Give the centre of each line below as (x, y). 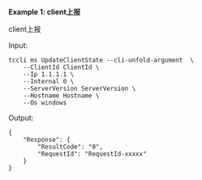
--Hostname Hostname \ (61, 96)
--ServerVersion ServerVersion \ (80, 88)
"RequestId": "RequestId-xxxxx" (92, 154)
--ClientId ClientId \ (61, 67)
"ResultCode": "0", (71, 147)
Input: (18, 45)
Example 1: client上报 (45, 12)
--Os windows (45, 103)
